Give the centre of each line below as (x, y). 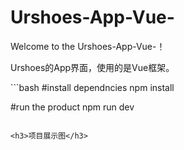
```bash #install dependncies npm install (92, 87)
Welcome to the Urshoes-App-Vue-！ (88, 46)
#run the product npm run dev (72, 107)
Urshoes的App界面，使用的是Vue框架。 (92, 67)
